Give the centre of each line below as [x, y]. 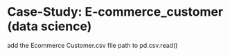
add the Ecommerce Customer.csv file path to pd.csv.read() [92, 45]
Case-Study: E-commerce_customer [115, 12]
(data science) [50, 26]
